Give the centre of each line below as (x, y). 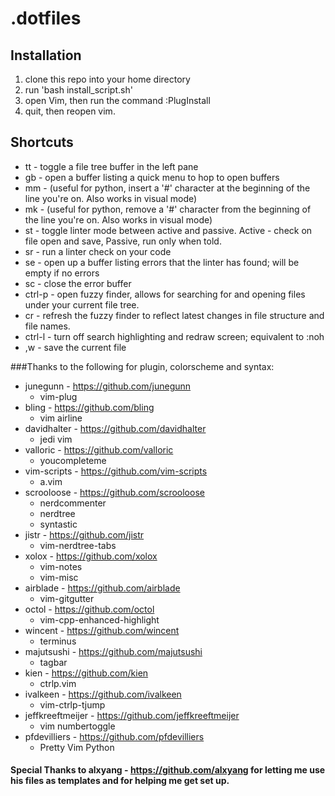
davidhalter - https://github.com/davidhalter (115, 428)
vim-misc (59, 577)
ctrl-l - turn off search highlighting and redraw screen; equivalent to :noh (174, 336)
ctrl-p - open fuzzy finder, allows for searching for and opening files (165, 294)
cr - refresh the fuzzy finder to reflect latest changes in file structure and (174, 315)
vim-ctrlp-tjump (72, 704)
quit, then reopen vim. (70, 111)
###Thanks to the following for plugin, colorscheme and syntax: (142, 366)
